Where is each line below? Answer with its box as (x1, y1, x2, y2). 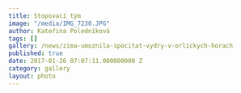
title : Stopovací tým (8, 11, 82, 20)
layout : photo (8, 72, 57, 80)
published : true (8, 49, 63, 57)
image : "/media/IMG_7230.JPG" (8, 19, 111, 27)
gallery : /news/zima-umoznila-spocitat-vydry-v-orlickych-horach (8, 42, 233, 50)
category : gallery (8, 65, 70, 73)
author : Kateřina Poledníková (8, 27, 111, 35)
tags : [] (8, 34, 38, 43)
